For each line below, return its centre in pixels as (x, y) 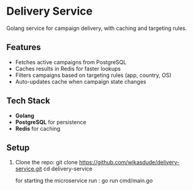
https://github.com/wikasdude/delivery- (129, 163)
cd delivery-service (68, 169)
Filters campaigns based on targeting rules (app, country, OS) (93, 75)
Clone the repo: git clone (46, 163)
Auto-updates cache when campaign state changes (81, 81)
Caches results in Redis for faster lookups (68, 68)
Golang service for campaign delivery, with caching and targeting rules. (96, 28)
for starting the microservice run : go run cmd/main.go (84, 181)
